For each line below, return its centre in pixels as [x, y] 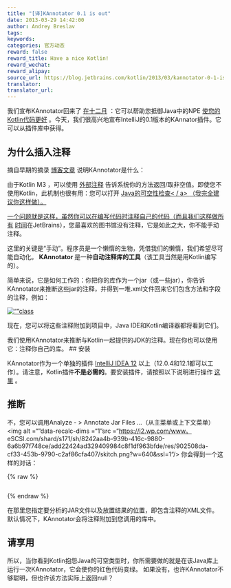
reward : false [27, 52]
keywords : [21, 39]
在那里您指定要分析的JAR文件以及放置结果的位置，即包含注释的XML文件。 [113, 510]
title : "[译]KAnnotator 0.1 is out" [59, 13]
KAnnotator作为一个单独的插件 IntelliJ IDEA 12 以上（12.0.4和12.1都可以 [107, 363]
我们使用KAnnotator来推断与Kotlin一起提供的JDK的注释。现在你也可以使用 [112, 340]
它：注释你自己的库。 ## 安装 [49, 348]
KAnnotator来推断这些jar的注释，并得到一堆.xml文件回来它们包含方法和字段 [114, 288]
